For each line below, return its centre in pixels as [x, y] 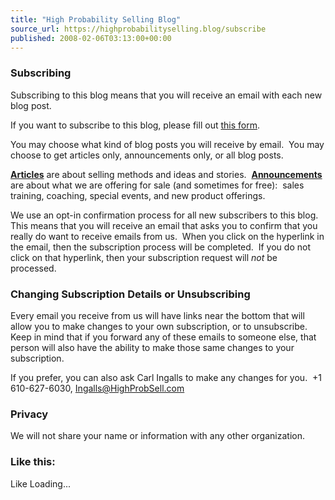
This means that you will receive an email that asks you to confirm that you [164, 225]
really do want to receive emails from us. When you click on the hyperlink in [167, 236]
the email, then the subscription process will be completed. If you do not [160, 247]
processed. [33, 268]
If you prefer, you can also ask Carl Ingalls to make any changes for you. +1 [166, 377]
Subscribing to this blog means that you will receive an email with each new [166, 95]
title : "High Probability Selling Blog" [96, 19]
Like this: [33, 462]
